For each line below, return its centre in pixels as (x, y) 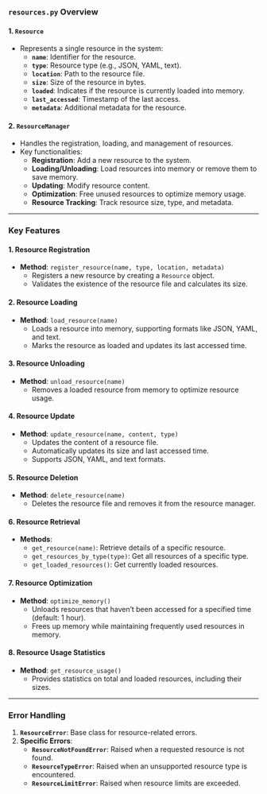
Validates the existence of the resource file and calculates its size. (139, 284)
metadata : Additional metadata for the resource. (109, 108)
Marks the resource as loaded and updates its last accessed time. (139, 345)
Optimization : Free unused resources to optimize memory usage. (139, 194)
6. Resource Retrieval (44, 521)
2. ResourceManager (39, 126)
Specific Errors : (46, 741)
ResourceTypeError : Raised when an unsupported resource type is (139, 766)
